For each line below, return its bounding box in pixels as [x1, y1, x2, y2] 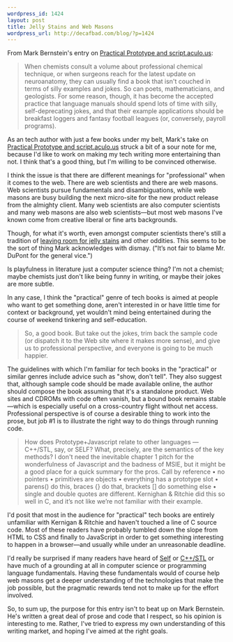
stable [208, 395, 227, 403]
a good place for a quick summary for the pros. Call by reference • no [24, 467, 225, 476]
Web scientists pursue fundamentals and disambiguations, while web [7, 186, 206, 194]
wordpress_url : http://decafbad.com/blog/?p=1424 [7, 29, 155, 37]
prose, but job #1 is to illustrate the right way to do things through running [7, 417, 218, 425]
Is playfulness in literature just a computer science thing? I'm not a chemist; [7, 265, 225, 273]
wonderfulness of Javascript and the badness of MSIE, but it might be [24, 460, 226, 469]
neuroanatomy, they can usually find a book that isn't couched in [24, 78, 211, 86]
